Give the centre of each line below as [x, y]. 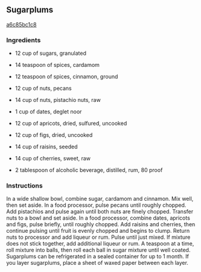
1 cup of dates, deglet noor [48, 112]
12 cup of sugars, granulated [50, 53]
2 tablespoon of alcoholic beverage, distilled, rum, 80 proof [89, 170]
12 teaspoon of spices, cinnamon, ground [66, 77]
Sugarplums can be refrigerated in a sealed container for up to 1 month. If [97, 256]
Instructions [25, 186]
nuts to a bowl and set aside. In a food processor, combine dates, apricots [98, 218]
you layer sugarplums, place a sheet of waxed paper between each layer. [97, 263]
